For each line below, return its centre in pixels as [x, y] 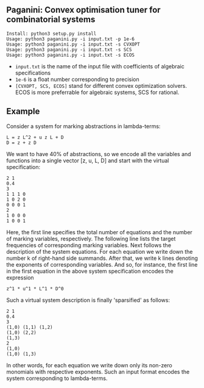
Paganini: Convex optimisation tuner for [83, 10]
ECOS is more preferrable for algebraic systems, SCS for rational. [97, 92]
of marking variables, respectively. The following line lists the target [91, 239]
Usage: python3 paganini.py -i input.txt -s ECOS [71, 55]
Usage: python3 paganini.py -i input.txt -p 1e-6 [71, 39]
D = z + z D [21, 143]
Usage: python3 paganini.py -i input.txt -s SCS [69, 49]
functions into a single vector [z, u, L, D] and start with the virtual [88, 160]
